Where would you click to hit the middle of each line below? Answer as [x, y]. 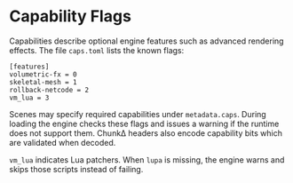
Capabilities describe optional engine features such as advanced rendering [146, 41]
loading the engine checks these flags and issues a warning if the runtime [144, 123]
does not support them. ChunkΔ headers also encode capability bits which [146, 133]
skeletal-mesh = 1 [43, 82]
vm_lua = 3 [29, 98]
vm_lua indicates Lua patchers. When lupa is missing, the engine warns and [147, 159]
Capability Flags [70, 16]
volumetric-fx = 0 [43, 74]
